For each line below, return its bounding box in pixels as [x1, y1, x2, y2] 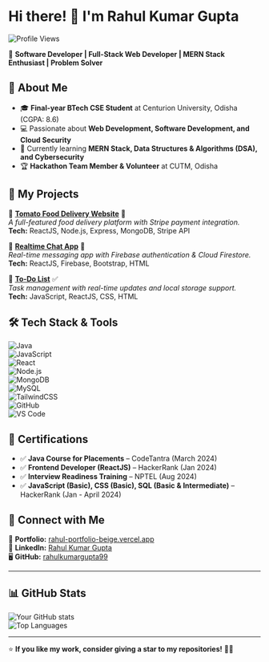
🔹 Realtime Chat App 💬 [8, 241, 86, 251]
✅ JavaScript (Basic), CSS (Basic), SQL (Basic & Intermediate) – [19, 481, 235, 490]
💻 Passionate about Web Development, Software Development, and [19, 124, 250, 133]
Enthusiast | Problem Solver [8, 58, 103, 67]
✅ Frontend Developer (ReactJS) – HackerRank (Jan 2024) [19, 463, 218, 473]
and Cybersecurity [19, 152, 85, 161]
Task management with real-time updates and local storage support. [8, 282, 237, 292]
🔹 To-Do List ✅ [8, 274, 58, 283]
